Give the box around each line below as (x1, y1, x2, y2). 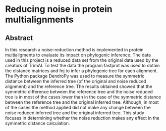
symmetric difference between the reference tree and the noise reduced (5, 89, 153, 94)
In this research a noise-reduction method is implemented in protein (5, 47, 144, 52)
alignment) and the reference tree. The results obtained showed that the (5, 84, 153, 89)
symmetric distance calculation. (5, 120, 70, 126)
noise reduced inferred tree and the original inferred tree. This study (5, 110, 145, 116)
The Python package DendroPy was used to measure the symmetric (5, 73, 145, 79)
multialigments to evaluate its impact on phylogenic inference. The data (5, 52, 151, 58)
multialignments (5, 14, 74, 25)
